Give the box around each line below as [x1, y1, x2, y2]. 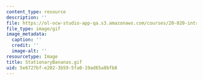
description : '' [6, 14, 47, 20]
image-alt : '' [11, 48, 47, 54]
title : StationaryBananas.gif [6, 59, 83, 65]
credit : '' [11, 43, 39, 49]
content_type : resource [6, 8, 66, 15]
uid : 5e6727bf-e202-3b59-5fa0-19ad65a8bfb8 [6, 64, 118, 71]
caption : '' [11, 37, 42, 43]
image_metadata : [6, 31, 47, 37]
